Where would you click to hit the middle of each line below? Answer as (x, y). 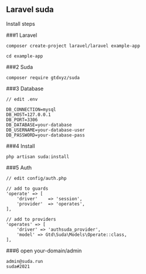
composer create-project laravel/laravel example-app (73, 46)
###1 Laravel (22, 35)
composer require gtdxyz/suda (43, 78)
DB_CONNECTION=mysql (31, 109)
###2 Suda (20, 67)
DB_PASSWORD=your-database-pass (45, 135)
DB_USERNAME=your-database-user (45, 130)
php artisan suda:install (38, 157)
